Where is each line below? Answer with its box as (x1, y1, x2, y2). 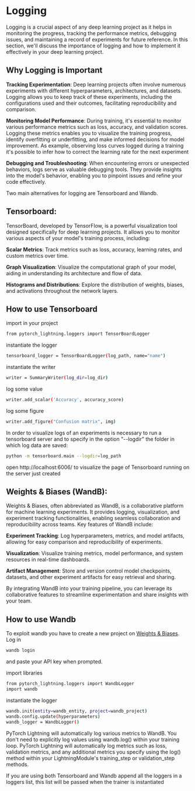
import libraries (6, 669, 43, 677)
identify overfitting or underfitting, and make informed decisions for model (6, 136, 185, 143)
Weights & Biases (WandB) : (6, 487, 108, 497)
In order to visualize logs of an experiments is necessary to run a (6, 429, 162, 436)
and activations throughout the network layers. (6, 287, 119, 294)
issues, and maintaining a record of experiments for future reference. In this (6, 36, 188, 43)
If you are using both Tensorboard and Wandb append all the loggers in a (6, 772, 182, 779)
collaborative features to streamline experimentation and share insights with (6, 591, 189, 598)
